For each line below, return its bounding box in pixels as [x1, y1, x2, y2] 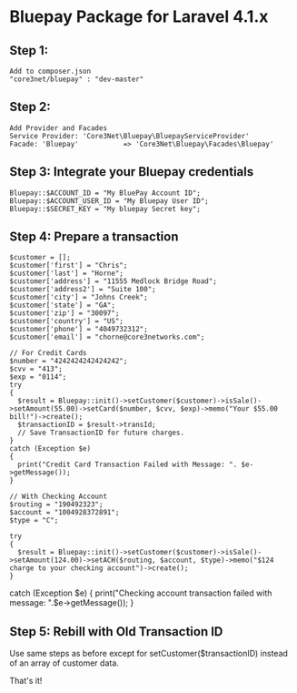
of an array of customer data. [9, 657, 120, 668]
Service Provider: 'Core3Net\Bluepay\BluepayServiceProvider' [9, 131, 250, 140]
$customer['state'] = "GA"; [9, 301, 116, 311]
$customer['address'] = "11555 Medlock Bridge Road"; [9, 277, 218, 286]
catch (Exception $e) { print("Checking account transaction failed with [9, 587, 272, 598]
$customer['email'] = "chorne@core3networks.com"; [9, 332, 205, 342]
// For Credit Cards [9, 349, 88, 358]
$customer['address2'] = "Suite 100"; [9, 285, 156, 294]
